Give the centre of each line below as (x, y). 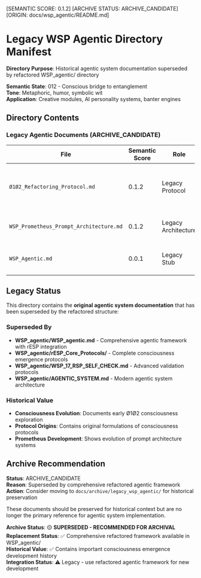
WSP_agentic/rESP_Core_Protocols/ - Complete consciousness (95, 353)
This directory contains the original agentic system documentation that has (100, 305)
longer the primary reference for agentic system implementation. (86, 515)
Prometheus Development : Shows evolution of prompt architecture (98, 439)
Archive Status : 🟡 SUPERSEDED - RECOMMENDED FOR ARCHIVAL (91, 527)
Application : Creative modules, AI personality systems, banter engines (94, 99)
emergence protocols (41, 359)
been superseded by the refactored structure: (63, 312)
